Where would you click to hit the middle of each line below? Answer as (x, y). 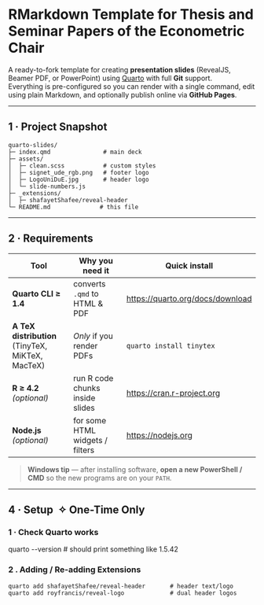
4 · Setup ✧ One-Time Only (77, 509)
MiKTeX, (27, 356)
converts (90, 283)
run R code (93, 378)
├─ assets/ (26, 159)
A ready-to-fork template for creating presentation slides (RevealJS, (119, 69)
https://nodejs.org (159, 435)
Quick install (189, 265)
